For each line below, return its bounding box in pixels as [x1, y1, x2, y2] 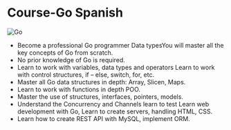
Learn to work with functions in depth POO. [17, 85, 140, 93]
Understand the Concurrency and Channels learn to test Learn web [17, 100, 210, 108]
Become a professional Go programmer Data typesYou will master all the [17, 41, 224, 49]
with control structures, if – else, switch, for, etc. [17, 71, 154, 79]
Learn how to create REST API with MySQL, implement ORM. [17, 114, 190, 122]
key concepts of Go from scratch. [17, 48, 113, 57]
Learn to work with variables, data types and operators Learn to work [17, 63, 215, 71]
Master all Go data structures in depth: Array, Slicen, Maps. [17, 77, 186, 86]
